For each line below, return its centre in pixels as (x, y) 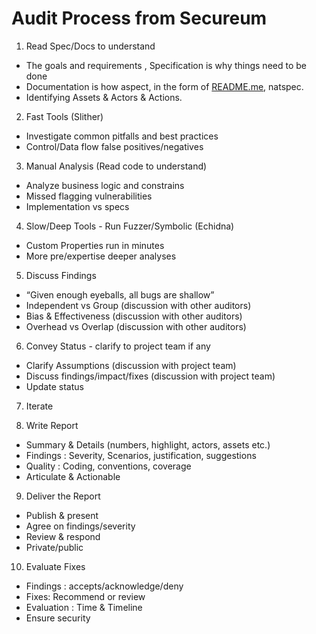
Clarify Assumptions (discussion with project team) (131, 365)
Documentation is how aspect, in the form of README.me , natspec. (164, 86)
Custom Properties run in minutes (95, 245)
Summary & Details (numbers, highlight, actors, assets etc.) (148, 444)
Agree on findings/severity (80, 526)
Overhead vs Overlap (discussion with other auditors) (136, 326)
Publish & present (62, 515)
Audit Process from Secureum (139, 18)
